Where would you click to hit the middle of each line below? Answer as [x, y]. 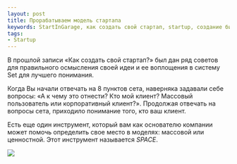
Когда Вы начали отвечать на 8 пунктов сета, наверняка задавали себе [116, 89]
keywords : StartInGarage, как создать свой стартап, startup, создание [115, 27]
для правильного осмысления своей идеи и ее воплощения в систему [114, 68]
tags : [15, 33]
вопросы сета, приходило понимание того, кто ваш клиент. [97, 111]
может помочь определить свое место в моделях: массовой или [106, 132]
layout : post [26, 14]
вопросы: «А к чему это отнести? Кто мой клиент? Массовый [100, 96]
